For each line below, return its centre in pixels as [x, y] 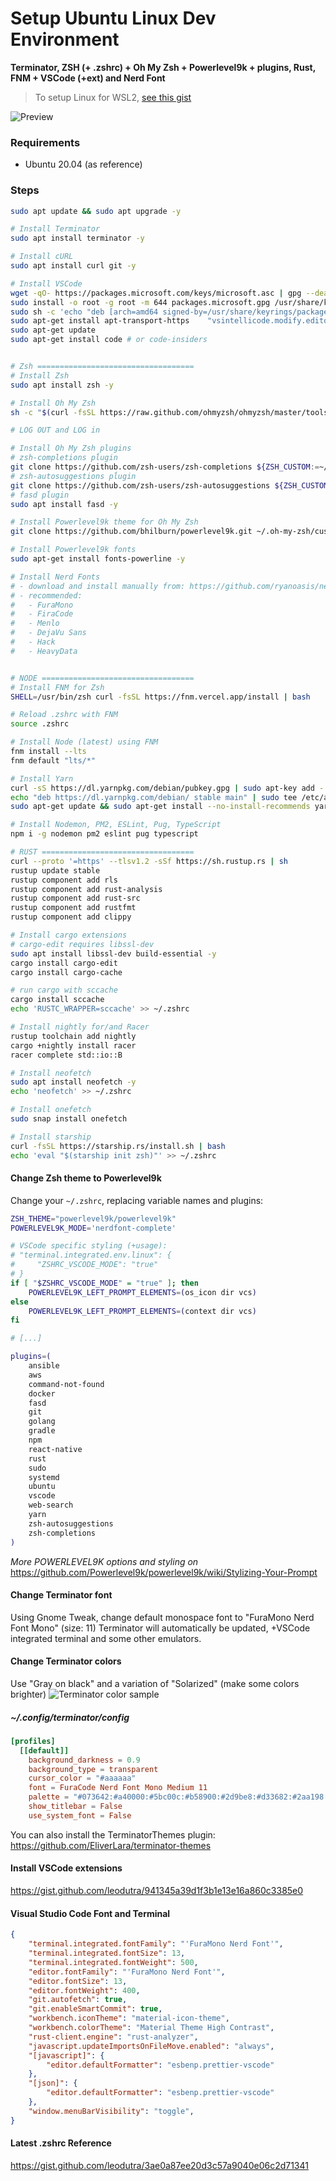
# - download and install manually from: [98, 586]
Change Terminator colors [66, 1661]
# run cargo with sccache [64, 990]
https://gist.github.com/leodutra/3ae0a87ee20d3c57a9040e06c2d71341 [159, 2165]
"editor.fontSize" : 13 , [78, 1981]
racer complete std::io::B [66, 1055]
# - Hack [33, 642]
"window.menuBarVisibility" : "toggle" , [111, 2111]
